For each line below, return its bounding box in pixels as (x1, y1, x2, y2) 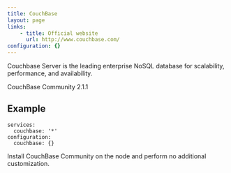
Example (7, 103, 46, 115)
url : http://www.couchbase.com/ (25, 36, 120, 43)
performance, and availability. (7, 69, 93, 77)
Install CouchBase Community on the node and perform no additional (7, 151, 207, 160)
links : (7, 23, 27, 30)
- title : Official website (20, 29, 98, 37)
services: (7, 121, 36, 128)
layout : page (7, 17, 45, 24)
